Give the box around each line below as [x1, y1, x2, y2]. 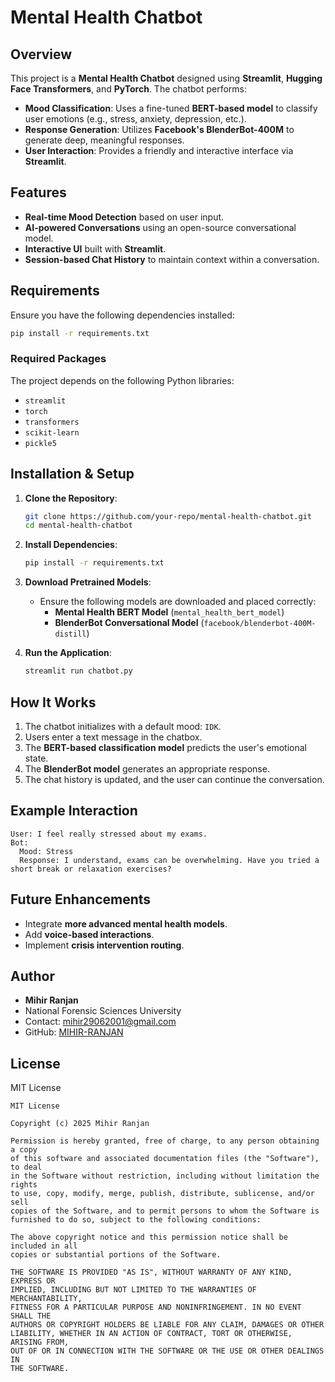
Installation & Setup [10, 466, 135, 483]
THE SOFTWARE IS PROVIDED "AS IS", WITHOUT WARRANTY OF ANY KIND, [10, 1267, 293, 1278]
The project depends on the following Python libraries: [10, 374, 235, 386]
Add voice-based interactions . [24, 928, 155, 940]
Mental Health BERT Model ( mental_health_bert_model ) [54, 606, 285, 618]
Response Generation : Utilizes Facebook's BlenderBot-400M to [24, 124, 295, 135]
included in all [10, 1241, 78, 1251]
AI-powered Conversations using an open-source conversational [24, 221, 297, 233]
